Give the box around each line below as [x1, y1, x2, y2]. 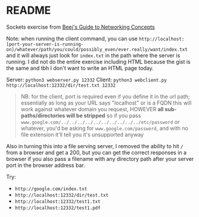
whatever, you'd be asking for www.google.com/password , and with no [20, 124, 189, 132]
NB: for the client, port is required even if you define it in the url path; [20, 93, 190, 100]
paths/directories [20, 112, 66, 119]
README [6, 4, 51, 17]
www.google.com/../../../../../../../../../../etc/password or [20, 118, 180, 126]
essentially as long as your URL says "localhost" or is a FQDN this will [20, 99, 192, 106]
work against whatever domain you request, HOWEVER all [20, 105, 164, 112]
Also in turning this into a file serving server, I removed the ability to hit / [6, 142, 184, 149]
